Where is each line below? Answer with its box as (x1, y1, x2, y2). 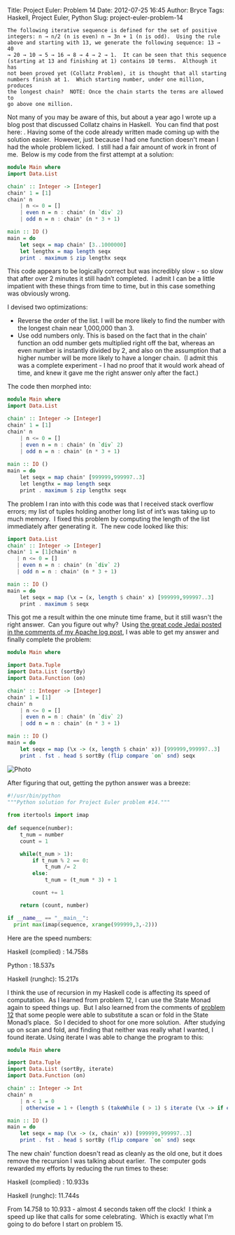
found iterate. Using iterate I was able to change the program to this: (7, 1033, 204, 1041)
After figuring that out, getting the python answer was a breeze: (7, 778, 191, 787)
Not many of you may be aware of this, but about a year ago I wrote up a (7, 113, 217, 121)
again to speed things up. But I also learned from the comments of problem (7, 1003, 226, 1011)
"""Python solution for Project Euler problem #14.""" (7, 799, 171, 806)
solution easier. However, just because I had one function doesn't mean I (7, 135, 219, 143)
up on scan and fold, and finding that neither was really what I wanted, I (7, 1025, 214, 1034)
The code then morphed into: (7, 382, 92, 391)
